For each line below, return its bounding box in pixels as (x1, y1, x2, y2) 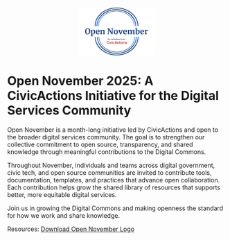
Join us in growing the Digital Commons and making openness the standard (7, 204, 224, 212)
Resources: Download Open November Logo (7, 225, 135, 233)
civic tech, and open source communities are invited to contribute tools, (7, 169, 213, 177)
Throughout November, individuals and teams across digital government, (7, 161, 215, 169)
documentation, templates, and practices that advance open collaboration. (7, 176, 220, 184)
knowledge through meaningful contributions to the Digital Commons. (7, 148, 206, 156)
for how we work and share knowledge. (7, 212, 120, 219)
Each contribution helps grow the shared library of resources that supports (7, 183, 220, 191)
